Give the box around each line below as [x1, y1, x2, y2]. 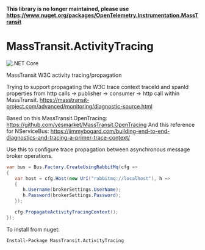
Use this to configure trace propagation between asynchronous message [6, 146, 190, 153]
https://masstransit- [39, 96, 90, 103]
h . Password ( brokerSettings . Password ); [22, 192, 121, 199]
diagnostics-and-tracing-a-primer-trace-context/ [6, 134, 130, 141]
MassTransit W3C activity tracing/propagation [6, 71, 122, 79]
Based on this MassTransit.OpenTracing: [6, 114, 108, 121]
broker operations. [6, 152, 53, 159]
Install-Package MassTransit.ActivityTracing [6, 237, 124, 243]
